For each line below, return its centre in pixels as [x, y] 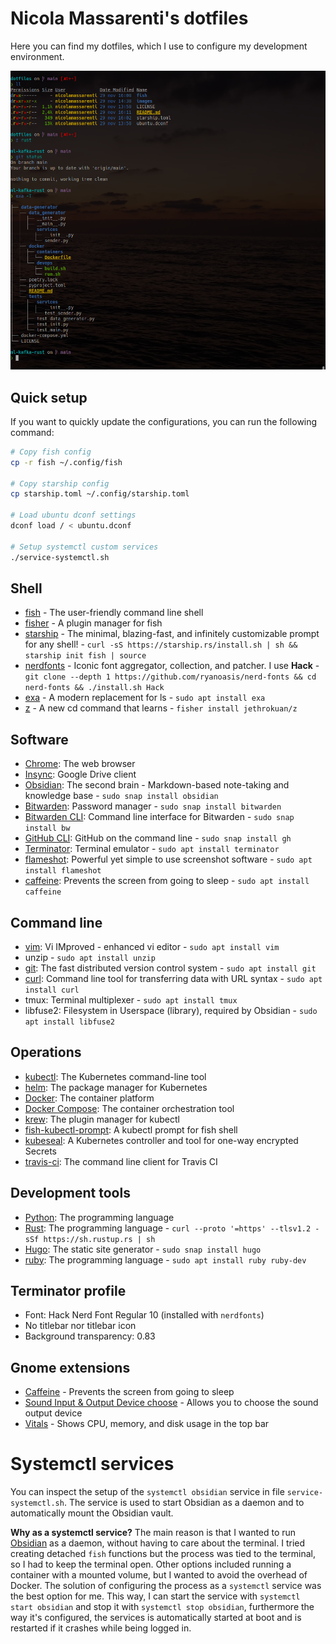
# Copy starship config [60, 483]
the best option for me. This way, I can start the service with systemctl [155, 1596]
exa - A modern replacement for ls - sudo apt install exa [145, 698]
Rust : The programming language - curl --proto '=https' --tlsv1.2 [168, 1228]
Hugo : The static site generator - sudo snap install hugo [143, 1249]
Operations [46, 1052]
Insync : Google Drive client [80, 774]
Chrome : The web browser [80, 764]
